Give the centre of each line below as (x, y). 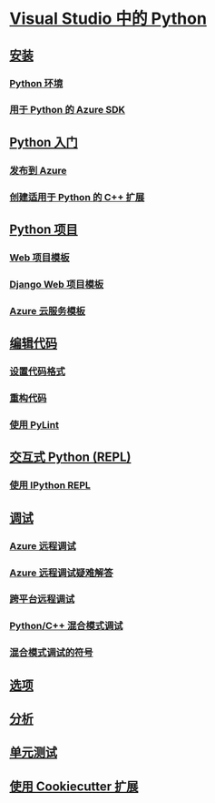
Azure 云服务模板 (48, 310)
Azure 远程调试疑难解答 (61, 573)
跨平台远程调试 (42, 599)
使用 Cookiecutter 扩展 (74, 786)
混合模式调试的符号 (51, 653)
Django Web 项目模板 (57, 284)
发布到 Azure (38, 170)
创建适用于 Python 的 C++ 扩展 (77, 197)
